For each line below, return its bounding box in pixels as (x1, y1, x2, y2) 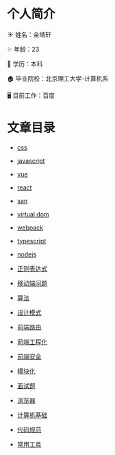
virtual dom (16, 210, 49, 218)
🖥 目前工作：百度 (7, 91, 55, 99)
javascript (16, 156, 45, 165)
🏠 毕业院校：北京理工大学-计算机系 (7, 74, 109, 83)
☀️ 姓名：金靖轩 (7, 30, 51, 39)
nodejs (16, 250, 36, 259)
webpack (16, 223, 43, 232)
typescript (16, 236, 47, 245)
